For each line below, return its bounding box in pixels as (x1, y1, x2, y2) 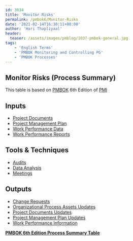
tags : (5, 41, 17, 46)
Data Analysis (12, 164, 42, 170)
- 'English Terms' (14, 45, 53, 50)
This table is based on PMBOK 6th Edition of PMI (5, 87, 108, 93)
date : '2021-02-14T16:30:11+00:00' (5, 21, 81, 27)
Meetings (12, 170, 32, 176)
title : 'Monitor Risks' (5, 12, 56, 17)
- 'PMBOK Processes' (14, 54, 58, 60)
